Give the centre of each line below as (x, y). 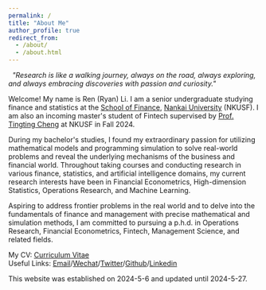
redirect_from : (33, 38)
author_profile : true (44, 30)
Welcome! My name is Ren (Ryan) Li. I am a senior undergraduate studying (131, 99)
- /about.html (39, 52)
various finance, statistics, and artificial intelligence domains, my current (127, 173)
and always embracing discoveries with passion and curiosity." (112, 83)
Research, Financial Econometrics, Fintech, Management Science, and (124, 231)
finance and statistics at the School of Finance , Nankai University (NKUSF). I (133, 107)
